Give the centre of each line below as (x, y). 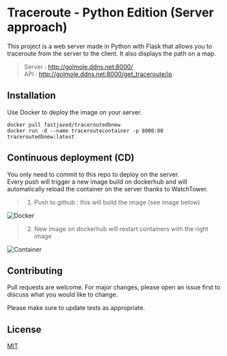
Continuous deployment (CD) (71, 158)
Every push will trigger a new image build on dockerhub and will (97, 181)
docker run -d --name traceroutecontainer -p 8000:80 (85, 131)
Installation (31, 96)
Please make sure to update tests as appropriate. (76, 308)
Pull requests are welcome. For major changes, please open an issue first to (114, 287)
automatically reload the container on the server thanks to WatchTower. (108, 189)
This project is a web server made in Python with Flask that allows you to (110, 46)
